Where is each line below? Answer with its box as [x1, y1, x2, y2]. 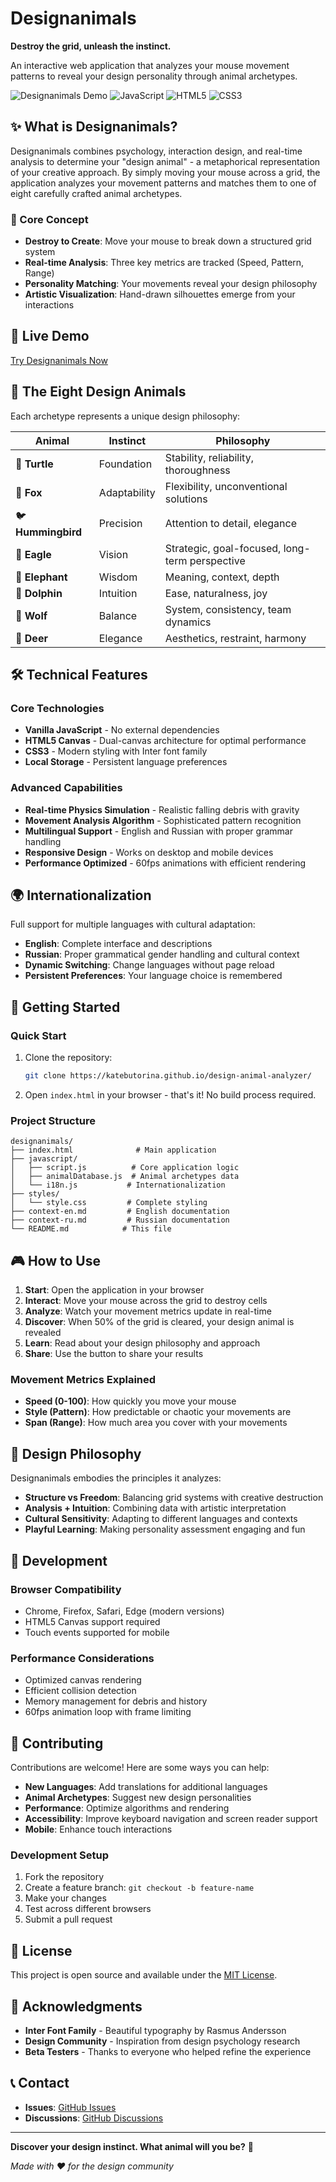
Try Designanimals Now [10, 354, 108, 366]
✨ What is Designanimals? [10, 118, 178, 136]
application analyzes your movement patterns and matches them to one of [10, 177, 317, 189]
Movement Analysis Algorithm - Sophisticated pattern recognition [24, 814, 302, 826]
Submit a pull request [24, 1913, 113, 1926]
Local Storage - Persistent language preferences [24, 756, 228, 768]
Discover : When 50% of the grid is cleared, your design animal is [24, 1316, 295, 1328]
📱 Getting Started [10, 998, 121, 1016]
